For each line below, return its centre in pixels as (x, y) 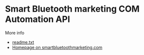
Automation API (38, 19)
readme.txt (23, 42)
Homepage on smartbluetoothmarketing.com (57, 47)
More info (15, 33)
